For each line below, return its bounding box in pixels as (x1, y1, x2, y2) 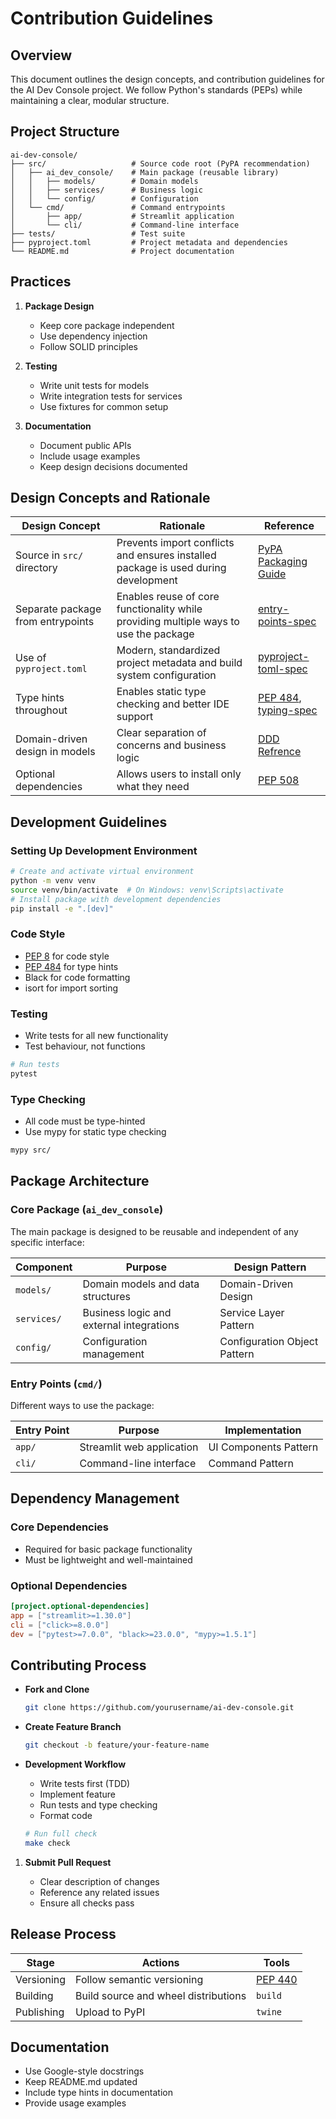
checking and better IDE (116, 697, 230, 711)
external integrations (82, 1318, 180, 1332)
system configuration (116, 668, 217, 682)
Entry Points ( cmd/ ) (10, 1377, 103, 1391)
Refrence (257, 745, 302, 759)
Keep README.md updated (24, 2076, 138, 2088)
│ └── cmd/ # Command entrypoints (10, 202, 226, 212)
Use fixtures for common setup (39, 400, 169, 412)
